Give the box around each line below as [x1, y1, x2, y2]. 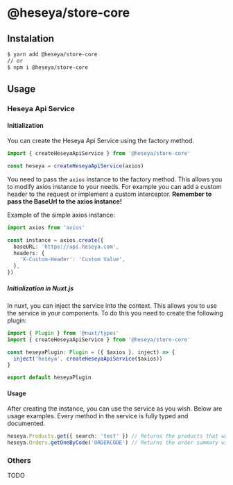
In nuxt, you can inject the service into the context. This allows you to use [7, 301, 217, 310]
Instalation [7, 33, 54, 44]
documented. [7, 419, 46, 428]
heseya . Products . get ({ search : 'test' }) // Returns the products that [7, 433, 218, 440]
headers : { [13, 249, 45, 256]
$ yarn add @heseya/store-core [7, 51, 98, 58]
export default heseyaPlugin [7, 374, 92, 381]
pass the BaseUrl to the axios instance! [7, 197, 123, 206]
